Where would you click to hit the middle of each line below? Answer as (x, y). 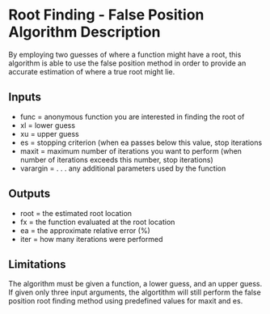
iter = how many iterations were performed (91, 239)
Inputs (25, 98)
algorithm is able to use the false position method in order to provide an (127, 63)
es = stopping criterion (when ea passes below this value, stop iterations (141, 142)
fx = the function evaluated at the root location (97, 222)
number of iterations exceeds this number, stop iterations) (117, 159)
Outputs (30, 194)
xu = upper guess (49, 134)
